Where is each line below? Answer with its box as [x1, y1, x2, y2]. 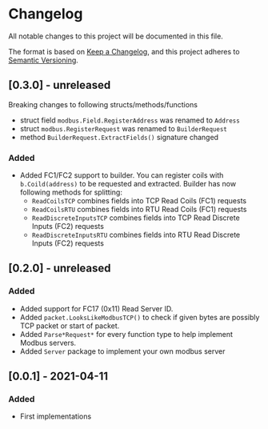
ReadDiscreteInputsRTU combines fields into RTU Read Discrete [31, 230, 241, 240]
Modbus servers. [19, 338, 77, 347]
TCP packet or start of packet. [19, 321, 120, 331]
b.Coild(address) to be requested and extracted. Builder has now [19, 179, 237, 189]
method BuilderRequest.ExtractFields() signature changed [19, 132, 218, 142]
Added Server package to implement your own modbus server [19, 346, 226, 356]
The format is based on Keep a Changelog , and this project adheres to [8, 46, 240, 56]
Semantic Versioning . [8, 55, 78, 65]
